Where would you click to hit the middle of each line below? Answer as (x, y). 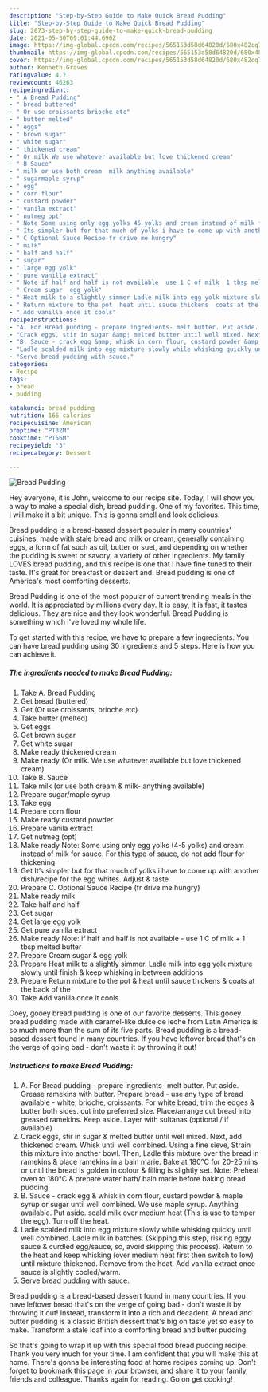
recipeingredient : (39, 90)
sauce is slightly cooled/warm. (71, 1272)
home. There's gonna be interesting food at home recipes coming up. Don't (133, 1362)
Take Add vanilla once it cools (70, 998)
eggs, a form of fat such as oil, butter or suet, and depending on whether (128, 547)
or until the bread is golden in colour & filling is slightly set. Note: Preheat (140, 1170)
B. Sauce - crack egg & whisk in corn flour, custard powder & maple (132, 1196)
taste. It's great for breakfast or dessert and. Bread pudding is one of (122, 573)
